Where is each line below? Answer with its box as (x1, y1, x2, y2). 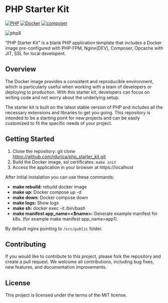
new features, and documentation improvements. (5, 264, 107, 270)
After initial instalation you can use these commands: (5, 174, 114, 180)
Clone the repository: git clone (12, 148, 75, 154)
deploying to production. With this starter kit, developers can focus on (5, 89, 150, 95)
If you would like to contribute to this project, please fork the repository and (5, 253, 161, 260)
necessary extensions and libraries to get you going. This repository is (5, 109, 150, 115)
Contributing (5, 240, 46, 249)
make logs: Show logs (12, 200, 59, 206)
